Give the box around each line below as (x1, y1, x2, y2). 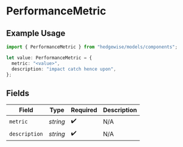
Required (71, 106, 97, 115)
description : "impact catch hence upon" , (11, 66, 117, 72)
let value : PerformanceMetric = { (6, 55, 93, 61)
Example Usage (6, 28, 66, 38)
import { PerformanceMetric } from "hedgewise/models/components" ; (6, 44, 178, 50)
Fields (6, 88, 30, 98)
